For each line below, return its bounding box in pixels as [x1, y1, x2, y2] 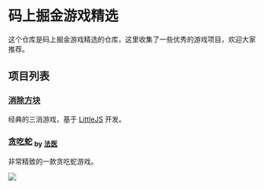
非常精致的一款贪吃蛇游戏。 [8, 157, 98, 166]
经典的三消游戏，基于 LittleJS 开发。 [8, 114, 126, 124]
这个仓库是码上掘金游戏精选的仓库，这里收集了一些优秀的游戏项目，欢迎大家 [8, 35, 256, 44]
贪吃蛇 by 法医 [8, 136, 58, 148]
